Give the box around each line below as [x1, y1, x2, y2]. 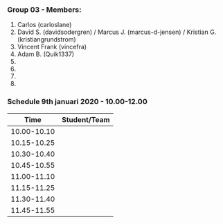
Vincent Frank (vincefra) [17, 43, 87, 51]
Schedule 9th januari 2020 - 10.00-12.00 [7, 97, 148, 107]
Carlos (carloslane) [17, 21, 72, 29]
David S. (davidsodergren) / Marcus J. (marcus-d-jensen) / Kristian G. [17, 28, 217, 36]
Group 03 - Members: [7, 5, 82, 15]
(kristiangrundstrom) [17, 35, 76, 44]
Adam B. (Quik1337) [17, 50, 75, 58]
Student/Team [61, 114, 110, 124]
